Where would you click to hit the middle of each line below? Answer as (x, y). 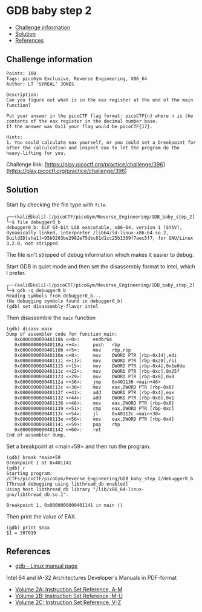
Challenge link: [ (27, 164)
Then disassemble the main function (51, 318)
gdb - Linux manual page (46, 566)
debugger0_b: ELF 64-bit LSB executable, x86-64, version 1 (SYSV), (94, 227)
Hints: (15, 137)
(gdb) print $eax (28, 528)
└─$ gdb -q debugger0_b (36, 290)
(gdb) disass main (29, 328)
